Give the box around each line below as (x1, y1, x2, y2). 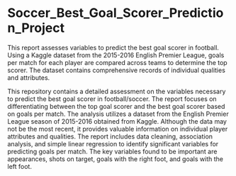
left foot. (7, 162, 32, 170)
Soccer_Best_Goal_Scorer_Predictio (7, 5, 224, 21)
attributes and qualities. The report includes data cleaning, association (7, 132, 213, 141)
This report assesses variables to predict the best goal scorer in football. (7, 43, 220, 52)
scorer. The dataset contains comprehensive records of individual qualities (7, 66, 225, 74)
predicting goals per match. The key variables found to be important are (7, 147, 218, 156)
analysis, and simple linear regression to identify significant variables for (7, 139, 219, 148)
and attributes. (7, 73, 50, 82)
